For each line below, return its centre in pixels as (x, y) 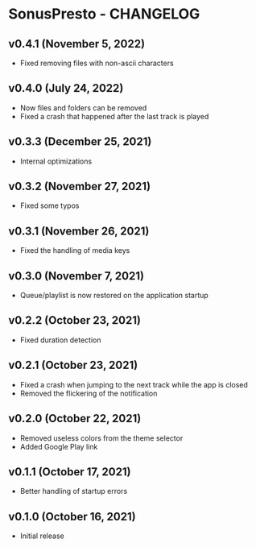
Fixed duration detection (60, 340)
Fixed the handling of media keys (75, 251)
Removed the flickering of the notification (89, 393)
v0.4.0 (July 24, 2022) (66, 88)
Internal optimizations (56, 161)
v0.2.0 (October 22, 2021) (75, 419)
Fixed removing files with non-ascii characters (97, 63)
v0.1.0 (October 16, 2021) (72, 516)
